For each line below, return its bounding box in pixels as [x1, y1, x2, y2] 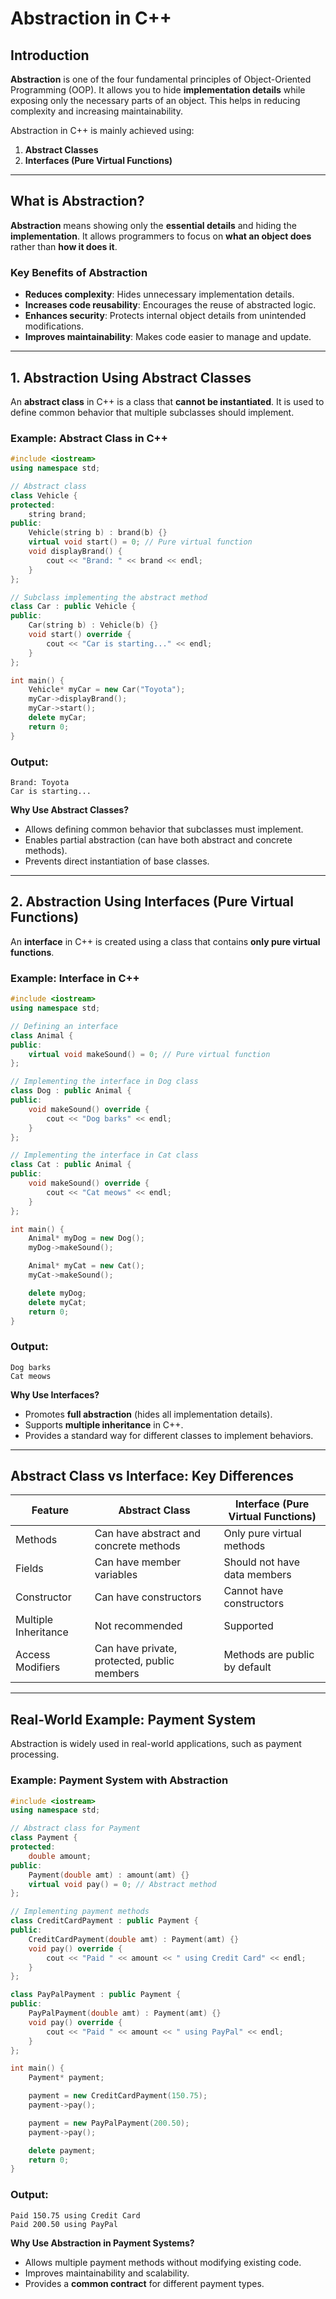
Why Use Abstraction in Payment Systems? [10, 2237, 195, 2249]
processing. [10, 1748, 60, 1761]
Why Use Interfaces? [10, 1388, 100, 1401]
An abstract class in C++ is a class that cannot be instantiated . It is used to [10, 395, 325, 407]
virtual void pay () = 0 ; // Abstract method [28, 1879, 217, 1889]
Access [15, 1648, 51, 1662]
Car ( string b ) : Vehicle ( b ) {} [28, 620, 159, 631]
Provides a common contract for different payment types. [24, 2277, 265, 2289]
